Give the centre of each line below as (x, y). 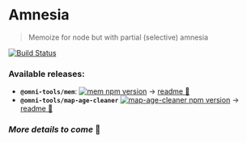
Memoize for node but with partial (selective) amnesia (118, 37)
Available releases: (47, 74)
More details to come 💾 (55, 129)
